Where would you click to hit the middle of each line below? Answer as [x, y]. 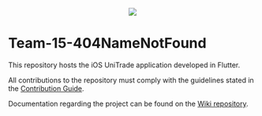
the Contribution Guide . [46, 88]
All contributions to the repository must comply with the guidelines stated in [131, 80]
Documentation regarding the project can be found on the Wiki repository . [128, 103]
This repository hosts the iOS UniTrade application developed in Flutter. [124, 65]
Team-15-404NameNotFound [107, 43]
